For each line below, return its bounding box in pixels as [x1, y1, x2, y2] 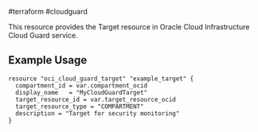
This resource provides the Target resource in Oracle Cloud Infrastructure [8, 22, 250, 31]
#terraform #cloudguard [8, 7, 88, 16]
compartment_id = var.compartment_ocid [15, 81, 148, 90]
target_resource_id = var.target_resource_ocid [15, 95, 177, 103]
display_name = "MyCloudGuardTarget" [15, 88, 148, 96]
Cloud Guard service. [8, 31, 78, 40]
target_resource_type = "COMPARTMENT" [15, 103, 145, 111]
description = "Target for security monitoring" [15, 109, 180, 118]
